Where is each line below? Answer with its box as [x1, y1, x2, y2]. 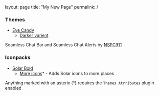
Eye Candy [12, 27, 34, 33]
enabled [5, 85, 22, 91]
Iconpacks [5, 54, 31, 61]
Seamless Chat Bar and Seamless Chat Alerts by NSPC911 [5, 42, 122, 48]
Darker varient [19, 33, 49, 38]
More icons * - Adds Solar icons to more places [19, 70, 114, 76]
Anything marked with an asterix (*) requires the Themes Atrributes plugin [5, 80, 154, 86]
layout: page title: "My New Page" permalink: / [5, 4, 98, 10]
